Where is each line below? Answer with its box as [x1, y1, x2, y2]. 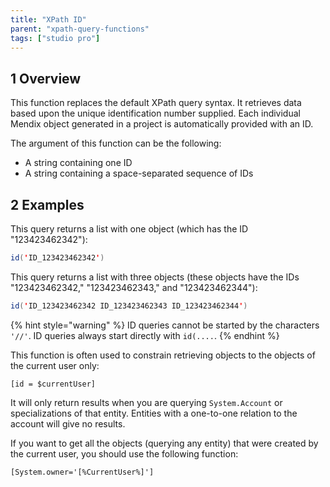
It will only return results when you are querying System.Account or [10, 396, 283, 408]
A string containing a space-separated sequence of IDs [24, 167, 254, 180]
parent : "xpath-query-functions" [10, 24, 150, 34]
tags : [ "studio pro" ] [10, 33, 101, 43]
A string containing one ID [24, 157, 133, 169]
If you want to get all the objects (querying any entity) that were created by [10, 437, 319, 449]
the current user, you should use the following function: [10, 447, 239, 460]
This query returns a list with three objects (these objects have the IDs [10, 271, 300, 283]
